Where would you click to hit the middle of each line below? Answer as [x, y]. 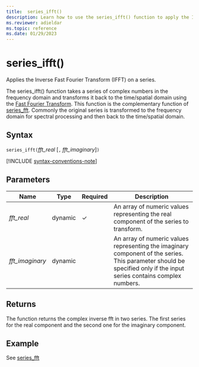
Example [23, 344]
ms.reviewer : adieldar [34, 23]
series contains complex [147, 275]
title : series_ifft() [34, 12]
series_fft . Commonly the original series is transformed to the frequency [94, 110]
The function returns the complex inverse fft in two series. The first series [96, 318]
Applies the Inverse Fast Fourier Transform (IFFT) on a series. [81, 80]
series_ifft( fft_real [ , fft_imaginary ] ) [53, 149]
